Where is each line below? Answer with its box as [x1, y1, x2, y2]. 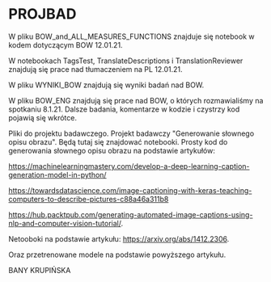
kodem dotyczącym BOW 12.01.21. [8, 40, 123, 49]
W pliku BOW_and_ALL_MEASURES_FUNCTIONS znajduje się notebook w [8, 32, 255, 41]
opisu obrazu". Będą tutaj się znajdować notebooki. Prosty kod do [8, 137, 228, 146]
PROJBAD [8, 5, 77, 23]
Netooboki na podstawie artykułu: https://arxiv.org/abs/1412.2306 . [8, 234, 230, 243]
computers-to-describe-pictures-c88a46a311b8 [8, 194, 169, 204]
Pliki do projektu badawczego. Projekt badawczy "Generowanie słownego [8, 128, 255, 138]
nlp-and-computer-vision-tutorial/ [8, 218, 121, 228]
